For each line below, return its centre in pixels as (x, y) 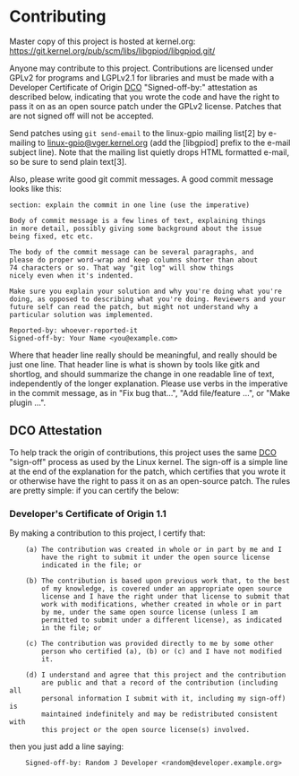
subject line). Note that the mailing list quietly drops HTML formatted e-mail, (149, 152)
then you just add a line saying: (67, 746)
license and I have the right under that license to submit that (166, 597)
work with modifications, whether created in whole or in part (162, 605)
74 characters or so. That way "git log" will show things (122, 267)
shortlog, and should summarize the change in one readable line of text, (142, 374)
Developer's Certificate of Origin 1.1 (88, 513)
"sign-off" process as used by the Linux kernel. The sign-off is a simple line (149, 461)
